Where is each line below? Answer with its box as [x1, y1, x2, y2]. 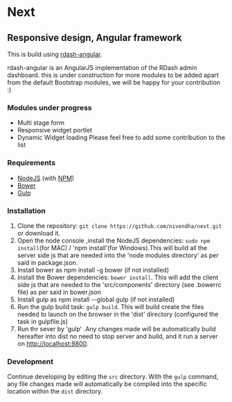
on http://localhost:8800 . [17, 339, 89, 347]
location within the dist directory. [7, 387, 102, 396]
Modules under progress [7, 103, 92, 112]
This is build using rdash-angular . [7, 50, 102, 58]
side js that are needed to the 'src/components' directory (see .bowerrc [17, 280, 222, 288]
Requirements [7, 158, 56, 168]
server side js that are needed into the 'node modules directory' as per [17, 251, 220, 259]
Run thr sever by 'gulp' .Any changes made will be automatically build [17, 324, 216, 333]
